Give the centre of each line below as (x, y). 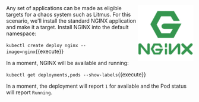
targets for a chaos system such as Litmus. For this (69, 14)
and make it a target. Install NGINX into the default (67, 27)
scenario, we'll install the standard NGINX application (71, 21)
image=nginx (21, 52)
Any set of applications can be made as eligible (64, 8)
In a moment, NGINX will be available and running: (67, 63)
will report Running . (29, 92)
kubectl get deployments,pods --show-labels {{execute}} (76, 75)
